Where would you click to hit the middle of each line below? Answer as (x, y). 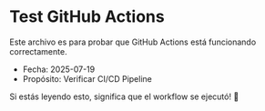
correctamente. (38, 51)
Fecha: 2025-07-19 (59, 69)
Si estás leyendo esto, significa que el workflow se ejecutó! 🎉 (124, 96)
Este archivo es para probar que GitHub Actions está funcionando (133, 42)
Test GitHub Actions (87, 17)
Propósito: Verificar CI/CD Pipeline (87, 78)
